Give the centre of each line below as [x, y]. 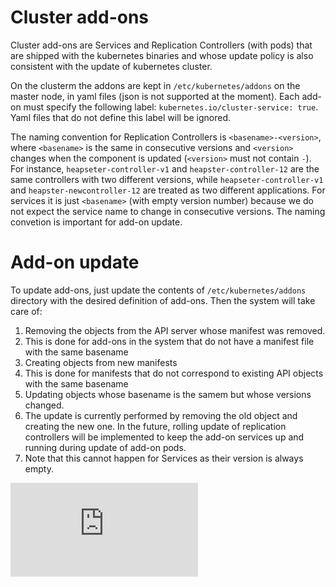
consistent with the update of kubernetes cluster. [111, 66]
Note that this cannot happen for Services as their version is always [164, 458]
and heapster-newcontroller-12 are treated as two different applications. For [168, 190]
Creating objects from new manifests [101, 362]
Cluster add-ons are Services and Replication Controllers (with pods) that [161, 45]
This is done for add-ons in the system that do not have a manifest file [169, 341]
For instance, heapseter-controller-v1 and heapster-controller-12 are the [165, 168]
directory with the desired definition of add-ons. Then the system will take [163, 300]
